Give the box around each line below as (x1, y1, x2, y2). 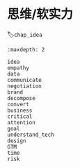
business (7, 107, 33, 114)
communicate (7, 76, 42, 83)
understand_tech (7, 131, 54, 138)
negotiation (7, 83, 42, 90)
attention (7, 119, 36, 126)
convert (7, 101, 30, 108)
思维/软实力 (7, 6, 73, 22)
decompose (7, 94, 36, 101)
